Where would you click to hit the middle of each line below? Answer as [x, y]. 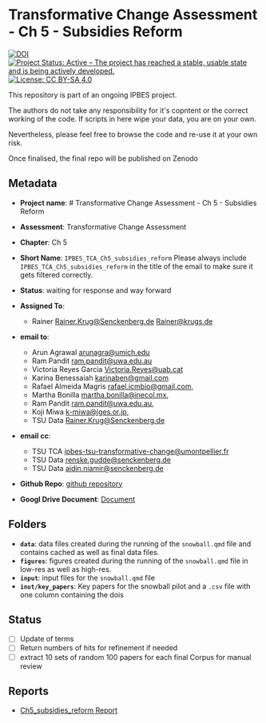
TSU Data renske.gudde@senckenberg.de [101, 459]
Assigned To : [42, 306]
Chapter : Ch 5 [44, 242]
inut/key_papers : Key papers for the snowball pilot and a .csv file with [135, 586]
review [31, 666]
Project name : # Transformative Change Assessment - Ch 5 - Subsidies [138, 202]
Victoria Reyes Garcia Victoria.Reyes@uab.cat [107, 369]
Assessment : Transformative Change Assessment [103, 226]
